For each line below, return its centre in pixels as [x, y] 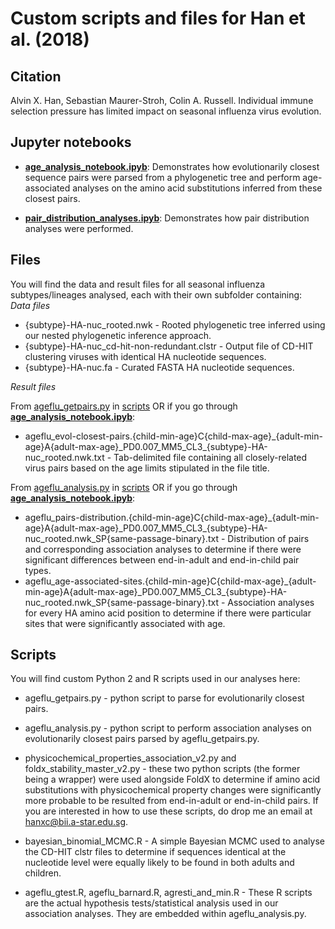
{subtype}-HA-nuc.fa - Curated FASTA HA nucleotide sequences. [159, 367]
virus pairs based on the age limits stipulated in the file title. [147, 468]
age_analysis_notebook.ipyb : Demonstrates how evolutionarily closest [172, 166]
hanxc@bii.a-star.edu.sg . [76, 822]
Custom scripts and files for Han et [158, 18]
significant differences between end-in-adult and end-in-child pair [162, 559]
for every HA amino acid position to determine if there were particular [168, 613]
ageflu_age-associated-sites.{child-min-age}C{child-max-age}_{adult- [170, 581]
